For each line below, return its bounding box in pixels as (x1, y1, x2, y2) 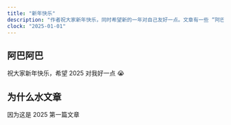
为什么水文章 (7, 91, 62, 102)
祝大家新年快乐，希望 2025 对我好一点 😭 (7, 69, 125, 77)
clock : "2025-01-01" (7, 23, 67, 29)
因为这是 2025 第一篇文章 (7, 111, 80, 118)
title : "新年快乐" (7, 10, 56, 17)
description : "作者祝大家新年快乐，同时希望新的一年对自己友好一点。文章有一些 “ (7, 16, 215, 23)
